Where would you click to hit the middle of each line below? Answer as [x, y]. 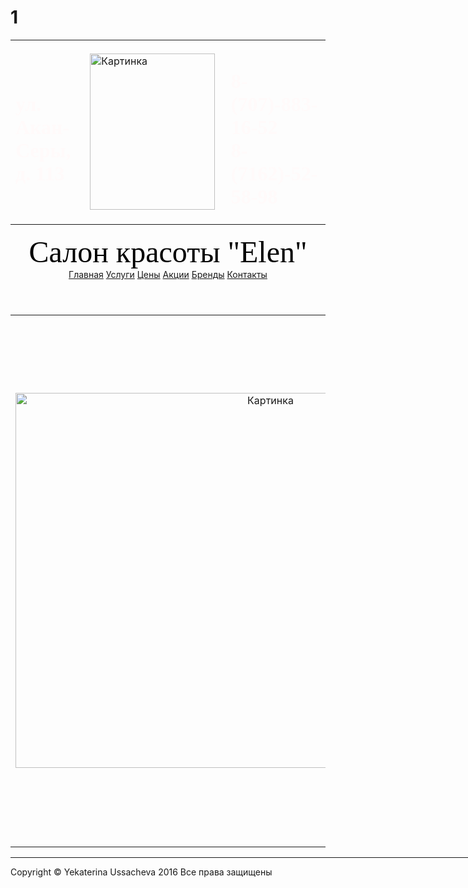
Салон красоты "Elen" [168, 252]
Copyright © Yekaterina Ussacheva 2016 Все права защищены [141, 872]
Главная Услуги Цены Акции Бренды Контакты [168, 275]
